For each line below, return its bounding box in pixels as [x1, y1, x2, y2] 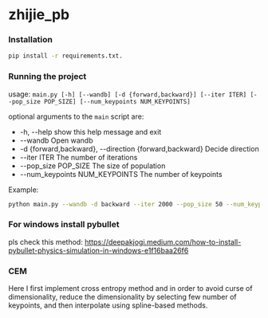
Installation [8, 34, 53, 45]
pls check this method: [8, 237, 84, 246]
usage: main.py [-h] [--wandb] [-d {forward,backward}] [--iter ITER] [8, 89, 247, 99]
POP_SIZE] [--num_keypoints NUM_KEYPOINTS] [43, 97, 191, 105]
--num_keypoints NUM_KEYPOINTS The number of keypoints [19, 169, 223, 179]
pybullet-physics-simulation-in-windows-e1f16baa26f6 [8, 245, 189, 255]
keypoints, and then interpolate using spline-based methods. [8, 300, 208, 310]
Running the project [8, 71, 87, 82]
